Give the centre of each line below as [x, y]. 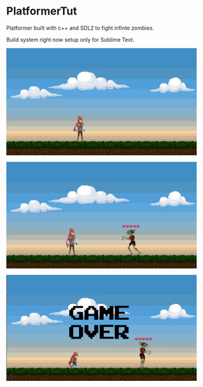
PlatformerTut [42, 11]
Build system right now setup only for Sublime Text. [70, 39]
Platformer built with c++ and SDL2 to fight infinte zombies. [80, 28]
